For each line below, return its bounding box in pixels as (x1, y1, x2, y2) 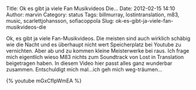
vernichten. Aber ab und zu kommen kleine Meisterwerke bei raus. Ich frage (6, 47, 190, 54)
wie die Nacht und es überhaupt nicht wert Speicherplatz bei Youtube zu (6, 41, 181, 48)
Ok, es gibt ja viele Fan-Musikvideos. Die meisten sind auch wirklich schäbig (6, 35, 191, 41)
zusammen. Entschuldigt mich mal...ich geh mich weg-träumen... (6, 66, 163, 72)
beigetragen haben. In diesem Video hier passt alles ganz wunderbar (6, 60, 173, 67)
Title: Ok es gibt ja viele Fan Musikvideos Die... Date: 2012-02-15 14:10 (6, 5, 176, 12)
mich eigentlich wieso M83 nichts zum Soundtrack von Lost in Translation (6, 54, 184, 60)
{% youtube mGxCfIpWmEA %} (6, 77, 82, 84)
